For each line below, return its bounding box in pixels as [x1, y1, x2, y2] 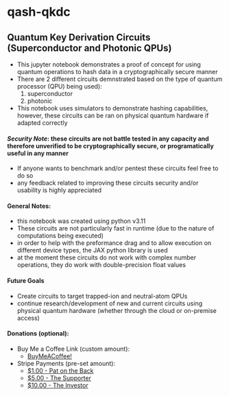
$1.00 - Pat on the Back [27, 366, 94, 375]
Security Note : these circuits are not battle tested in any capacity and [7, 135, 209, 143]
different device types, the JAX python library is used [16, 246, 168, 255]
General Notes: [7, 202, 51, 210]
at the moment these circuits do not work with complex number [16, 253, 197, 261]
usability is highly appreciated [16, 186, 101, 194]
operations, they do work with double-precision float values [16, 261, 186, 269]
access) [16, 314, 40, 322]
